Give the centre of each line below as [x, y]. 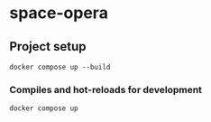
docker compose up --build [60, 67]
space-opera [59, 13]
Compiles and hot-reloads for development [106, 89]
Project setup [48, 47]
